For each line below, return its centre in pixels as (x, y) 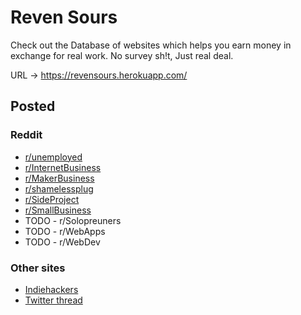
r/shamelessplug (59, 188)
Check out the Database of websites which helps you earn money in (151, 45)
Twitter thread (53, 300)
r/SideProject (52, 199)
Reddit (26, 135)
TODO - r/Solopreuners (73, 220)
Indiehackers (51, 289)
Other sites (38, 268)
